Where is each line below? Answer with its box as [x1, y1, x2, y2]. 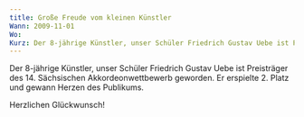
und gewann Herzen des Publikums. [9, 82, 145, 93]
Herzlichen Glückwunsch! [9, 100, 106, 111]
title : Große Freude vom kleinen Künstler [9, 13, 172, 22]
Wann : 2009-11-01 [9, 22, 75, 31]
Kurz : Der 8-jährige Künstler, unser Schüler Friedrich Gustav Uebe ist [9, 38, 290, 48]
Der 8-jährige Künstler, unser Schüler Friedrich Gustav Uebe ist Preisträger [9, 63, 289, 74]
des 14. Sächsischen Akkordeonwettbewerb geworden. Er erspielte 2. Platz [9, 73, 290, 84]
